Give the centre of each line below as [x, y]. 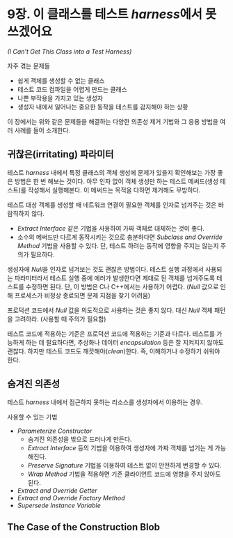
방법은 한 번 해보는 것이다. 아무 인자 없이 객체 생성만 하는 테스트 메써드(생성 [116, 181]
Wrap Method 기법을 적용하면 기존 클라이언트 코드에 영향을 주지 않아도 [124, 474]
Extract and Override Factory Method [71, 498]
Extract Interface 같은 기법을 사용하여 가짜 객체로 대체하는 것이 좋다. [111, 228]
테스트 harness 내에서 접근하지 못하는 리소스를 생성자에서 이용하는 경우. [105, 402]
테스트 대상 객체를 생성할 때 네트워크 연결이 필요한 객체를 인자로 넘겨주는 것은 [112, 205]
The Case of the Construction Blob [83, 527]
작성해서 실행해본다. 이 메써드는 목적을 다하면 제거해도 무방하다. [114, 190]
